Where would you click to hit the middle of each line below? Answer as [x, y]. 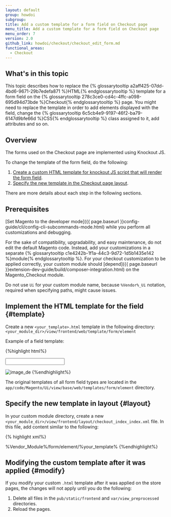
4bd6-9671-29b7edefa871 [33, 91]
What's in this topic [37, 73]
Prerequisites [27, 209]
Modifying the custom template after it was [76, 462]
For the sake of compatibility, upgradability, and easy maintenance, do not [83, 242]
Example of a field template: [35, 341]
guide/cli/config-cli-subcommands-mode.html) [55, 227]
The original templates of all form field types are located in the [71, 382]
